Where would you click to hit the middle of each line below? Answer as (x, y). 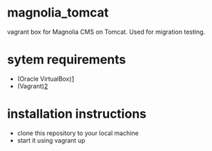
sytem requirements (67, 60)
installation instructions (77, 114)
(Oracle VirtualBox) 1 (46, 79)
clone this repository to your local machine (78, 133)
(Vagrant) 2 (32, 86)
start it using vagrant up (51, 140)
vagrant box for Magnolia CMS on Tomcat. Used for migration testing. (106, 32)
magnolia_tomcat (58, 13)
